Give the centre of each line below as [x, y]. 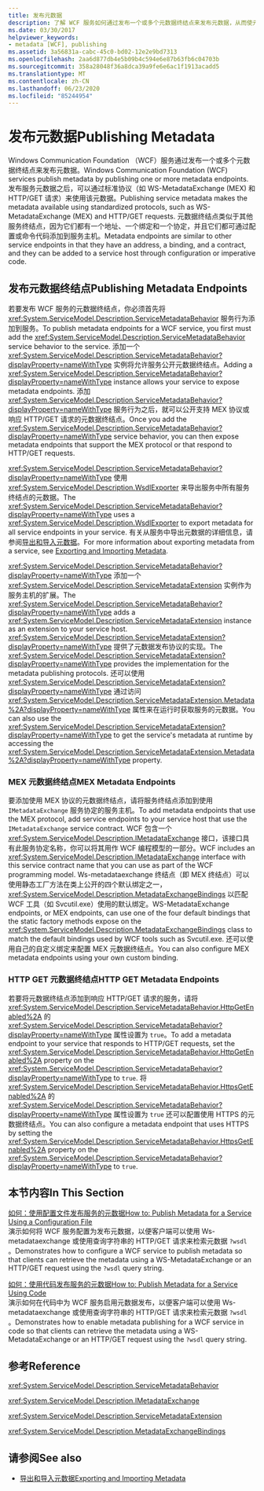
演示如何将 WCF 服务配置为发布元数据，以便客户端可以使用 [104, 1232]
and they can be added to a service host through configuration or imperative [132, 253]
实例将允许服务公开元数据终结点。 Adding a [183, 365]
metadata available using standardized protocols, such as [101, 207]
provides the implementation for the [171, 664]
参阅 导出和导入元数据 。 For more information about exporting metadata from [132, 542]
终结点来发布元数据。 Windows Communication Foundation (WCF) [121, 171]
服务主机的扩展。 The [42, 595]
